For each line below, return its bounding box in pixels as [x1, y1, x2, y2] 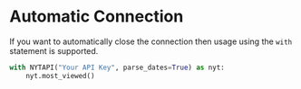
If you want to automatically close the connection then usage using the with [9, 36, 293, 47]
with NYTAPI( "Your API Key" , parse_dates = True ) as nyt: [9, 63, 225, 72]
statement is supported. [9, 45, 99, 56]
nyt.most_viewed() [25, 71, 95, 80]
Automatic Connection [9, 6, 184, 27]
